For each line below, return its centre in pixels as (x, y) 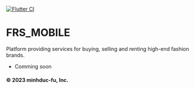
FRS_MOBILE (38, 33)
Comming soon (33, 66)
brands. (15, 55)
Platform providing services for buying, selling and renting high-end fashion (97, 49)
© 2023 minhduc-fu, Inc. (37, 80)
